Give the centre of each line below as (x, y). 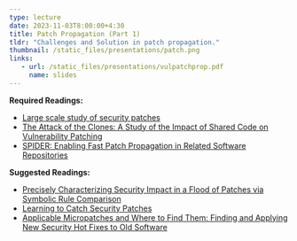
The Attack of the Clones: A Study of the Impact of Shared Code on (145, 127)
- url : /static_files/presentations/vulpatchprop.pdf (122, 67)
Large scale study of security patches (91, 117)
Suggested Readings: (50, 172)
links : (21, 58)
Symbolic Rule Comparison (71, 198)
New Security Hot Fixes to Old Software (95, 227)
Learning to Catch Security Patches (87, 208)
